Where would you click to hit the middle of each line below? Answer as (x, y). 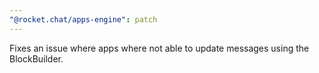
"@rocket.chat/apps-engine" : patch (83, 19)
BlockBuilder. (36, 58)
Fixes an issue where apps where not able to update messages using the (159, 48)
